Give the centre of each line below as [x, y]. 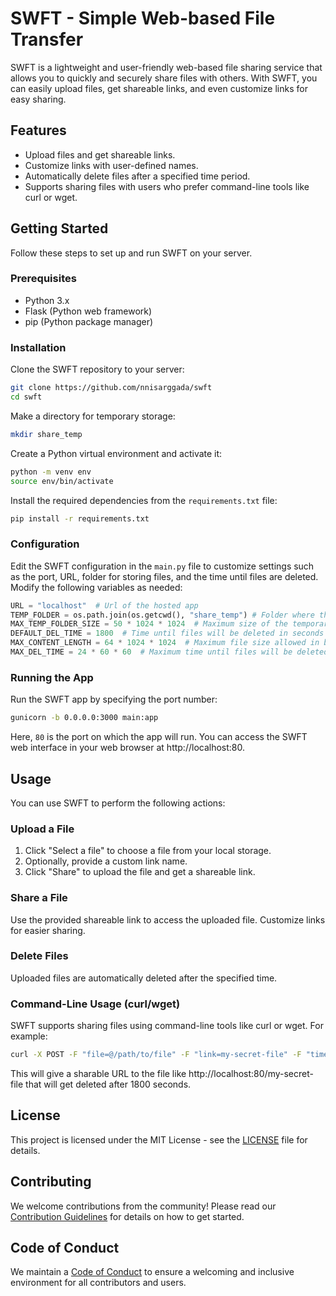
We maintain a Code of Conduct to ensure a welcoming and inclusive [152, 1272]
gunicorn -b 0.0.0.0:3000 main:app [84, 718]
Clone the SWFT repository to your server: [97, 369]
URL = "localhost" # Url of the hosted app [104, 605]
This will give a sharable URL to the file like [98, 1073]
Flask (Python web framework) [88, 311]
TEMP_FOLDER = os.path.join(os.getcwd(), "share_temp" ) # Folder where [162, 615]
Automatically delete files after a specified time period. [137, 176]
